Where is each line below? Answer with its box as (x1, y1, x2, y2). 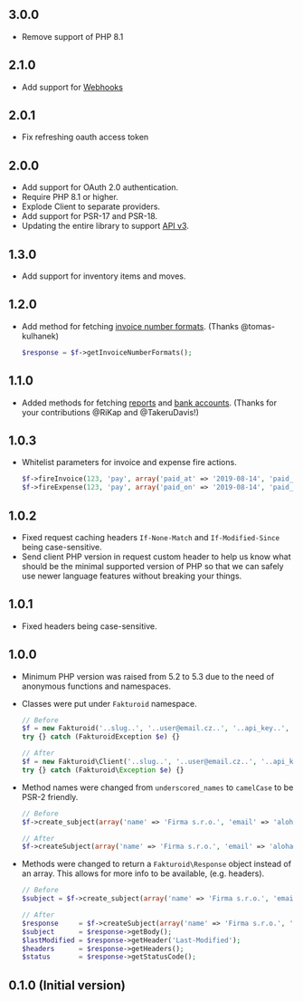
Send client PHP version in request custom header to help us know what (21, 551, 291, 562)
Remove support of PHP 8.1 (21, 31, 124, 42)
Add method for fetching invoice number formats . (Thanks (21, 320, 239, 331)
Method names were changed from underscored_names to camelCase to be (21, 782, 294, 793)
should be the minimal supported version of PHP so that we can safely (21, 560, 284, 571)
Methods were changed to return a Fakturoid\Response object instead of (21, 859, 291, 870)
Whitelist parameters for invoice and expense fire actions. (21, 457, 237, 468)
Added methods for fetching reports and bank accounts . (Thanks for (21, 397, 278, 408)
